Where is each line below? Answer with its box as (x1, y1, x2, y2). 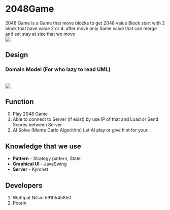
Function (5, 97, 34, 106)
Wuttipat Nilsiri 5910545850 (12, 195, 72, 201)
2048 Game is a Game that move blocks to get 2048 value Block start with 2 (5, 20, 165, 26)
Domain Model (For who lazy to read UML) (5, 66, 111, 73)
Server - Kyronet (12, 166, 48, 172)
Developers (5, 181, 43, 190)
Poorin (12, 200, 27, 206)
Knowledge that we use (5, 142, 81, 150)
